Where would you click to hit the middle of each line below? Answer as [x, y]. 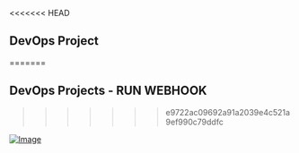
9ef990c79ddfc [195, 122]
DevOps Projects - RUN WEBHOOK [108, 91]
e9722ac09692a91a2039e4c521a [228, 112]
